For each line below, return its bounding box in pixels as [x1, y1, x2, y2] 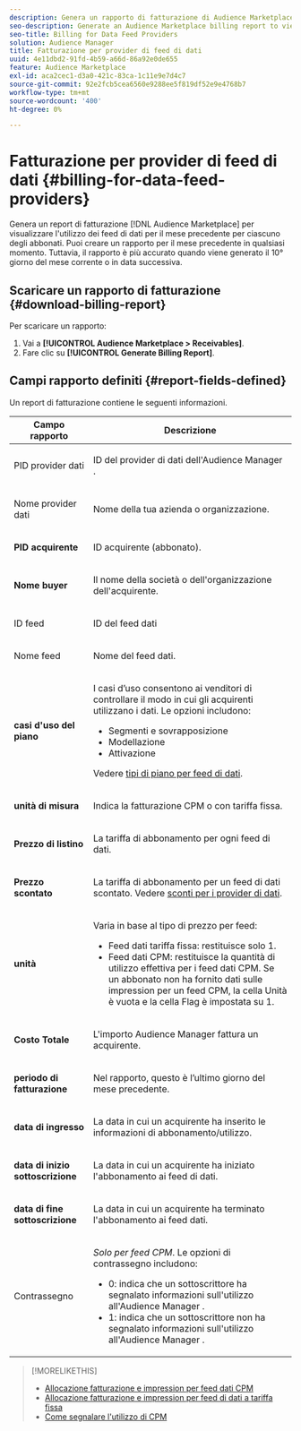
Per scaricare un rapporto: [9, 321, 107, 331]
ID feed [13, 617, 45, 630]
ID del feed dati [92, 617, 158, 630]
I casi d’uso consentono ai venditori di [92, 681, 253, 694]
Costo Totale [13, 1033, 70, 1046]
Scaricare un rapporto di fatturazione [9, 283, 221, 298]
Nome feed [13, 649, 61, 662]
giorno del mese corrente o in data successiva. [9, 257, 183, 268]
